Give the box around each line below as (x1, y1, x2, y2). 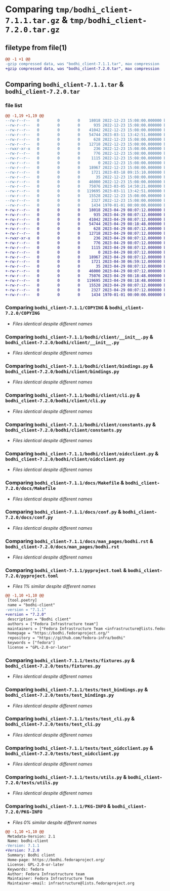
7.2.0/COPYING (5, 310, 40, 316)
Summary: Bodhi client (7, 853, 56, 858)
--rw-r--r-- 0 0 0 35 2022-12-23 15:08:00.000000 (5, 175, 162, 180)
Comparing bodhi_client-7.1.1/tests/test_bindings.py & (5, 686, 148, 693)
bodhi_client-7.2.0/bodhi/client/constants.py (5, 427, 122, 433)
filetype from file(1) (5, 43, 67, 52)
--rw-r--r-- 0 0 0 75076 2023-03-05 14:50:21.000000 (5, 184, 162, 189)
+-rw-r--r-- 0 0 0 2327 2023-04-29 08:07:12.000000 (5, 287, 162, 292)
